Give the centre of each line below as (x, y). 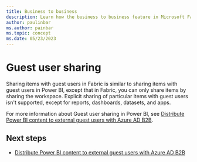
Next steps (26, 138)
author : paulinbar (28, 22)
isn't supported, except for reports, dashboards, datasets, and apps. (89, 102)
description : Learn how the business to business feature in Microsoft (95, 17)
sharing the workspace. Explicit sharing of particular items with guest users (97, 96)
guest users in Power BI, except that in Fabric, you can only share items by (96, 90)
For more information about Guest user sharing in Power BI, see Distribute (95, 113)
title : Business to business (42, 11)
